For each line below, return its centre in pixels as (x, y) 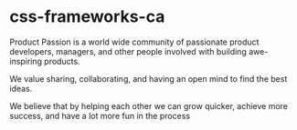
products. (62, 61)
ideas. (21, 88)
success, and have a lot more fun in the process (100, 115)
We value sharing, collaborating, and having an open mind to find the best (148, 78)
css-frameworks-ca (87, 17)
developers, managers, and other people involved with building (128, 51)
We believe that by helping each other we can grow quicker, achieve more (148, 105)
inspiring (26, 61)
